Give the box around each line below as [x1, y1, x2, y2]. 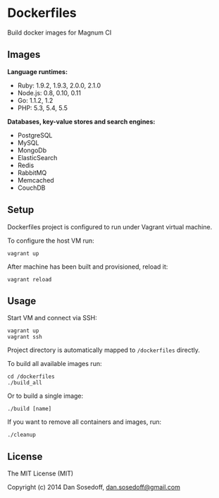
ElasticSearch [17, 153, 58, 162]
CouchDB [17, 183, 46, 192]
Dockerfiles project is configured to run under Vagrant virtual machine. [7, 222, 213, 231]
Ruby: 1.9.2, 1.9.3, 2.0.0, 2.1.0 [17, 81, 101, 90]
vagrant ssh [7, 334, 42, 341]
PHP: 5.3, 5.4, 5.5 [17, 104, 68, 112]
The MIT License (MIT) [7, 469, 74, 478]
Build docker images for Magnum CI [7, 28, 112, 37]
